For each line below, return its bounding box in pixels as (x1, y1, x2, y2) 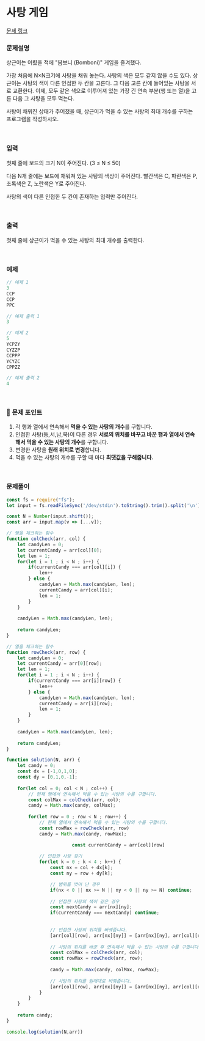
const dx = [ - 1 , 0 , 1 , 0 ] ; (17, 768, 78, 774)
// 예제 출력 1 (6, 313, 40, 319)
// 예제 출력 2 (6, 375, 40, 381)
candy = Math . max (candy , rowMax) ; (38, 831, 127, 837)
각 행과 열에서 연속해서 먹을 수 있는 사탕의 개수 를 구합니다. (15, 423, 153, 431)
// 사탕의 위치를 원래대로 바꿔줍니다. (49, 978, 132, 984)
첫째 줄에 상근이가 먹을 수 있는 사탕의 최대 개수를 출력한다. (6, 236, 145, 243)
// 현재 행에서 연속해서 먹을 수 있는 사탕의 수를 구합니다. (28, 791, 157, 797)
